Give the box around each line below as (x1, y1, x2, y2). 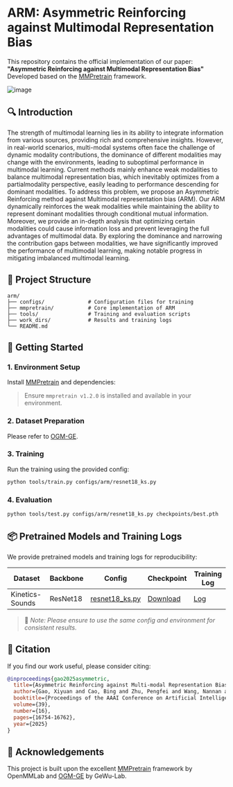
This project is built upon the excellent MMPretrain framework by (7, 765, 193, 773)
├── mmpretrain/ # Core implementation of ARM (7, 304, 175, 312)
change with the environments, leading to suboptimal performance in (7, 158, 205, 166)
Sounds (10, 598, 36, 608)
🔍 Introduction (7, 106, 73, 119)
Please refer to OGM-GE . (7, 432, 78, 440)
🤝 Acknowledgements (7, 746, 105, 758)
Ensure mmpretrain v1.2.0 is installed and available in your (24, 391, 192, 400)
